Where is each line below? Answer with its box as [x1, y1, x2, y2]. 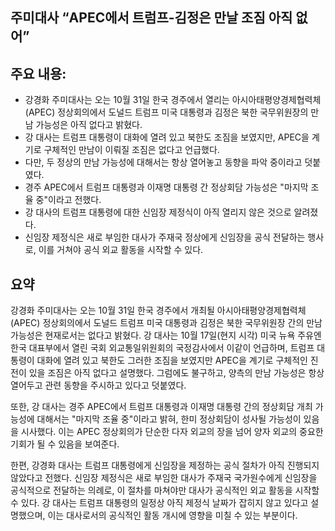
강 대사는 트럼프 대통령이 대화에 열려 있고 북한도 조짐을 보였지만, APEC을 [24, 131, 310, 143]
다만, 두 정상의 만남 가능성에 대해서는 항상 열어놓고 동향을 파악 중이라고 [24, 156, 303, 168]
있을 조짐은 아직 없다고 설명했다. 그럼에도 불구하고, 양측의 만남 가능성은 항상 [28, 367, 325, 379]
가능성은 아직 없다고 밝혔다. [35, 119, 143, 131]
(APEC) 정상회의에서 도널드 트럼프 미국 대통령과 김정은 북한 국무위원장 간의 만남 [10, 317, 323, 329]
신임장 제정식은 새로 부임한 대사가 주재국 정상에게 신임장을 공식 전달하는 [24, 231, 306, 243]
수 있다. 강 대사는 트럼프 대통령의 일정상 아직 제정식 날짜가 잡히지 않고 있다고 [10, 497, 309, 509]
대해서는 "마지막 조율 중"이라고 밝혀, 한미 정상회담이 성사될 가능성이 [36, 413, 302, 425]
